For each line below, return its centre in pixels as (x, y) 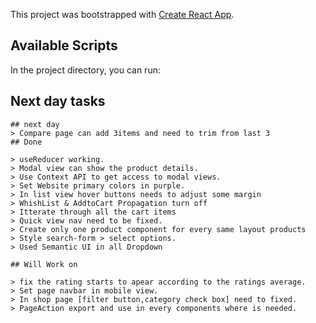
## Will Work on (44, 264)
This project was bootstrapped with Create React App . (122, 14)
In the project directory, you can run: (85, 70)
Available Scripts (64, 45)
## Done (26, 142)
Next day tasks (58, 101)
